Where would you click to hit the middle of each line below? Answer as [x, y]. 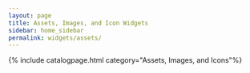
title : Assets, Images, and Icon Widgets [79, 23]
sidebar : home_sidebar [46, 30]
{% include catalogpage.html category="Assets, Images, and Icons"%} [125, 60]
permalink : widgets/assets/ [55, 38]
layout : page [30, 15]
